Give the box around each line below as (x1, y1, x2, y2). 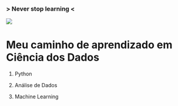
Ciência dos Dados (6, 51, 100, 64)
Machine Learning (14, 93, 59, 100)
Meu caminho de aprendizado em (6, 38, 173, 52)
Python (14, 70, 32, 78)
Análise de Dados (14, 82, 58, 89)
